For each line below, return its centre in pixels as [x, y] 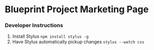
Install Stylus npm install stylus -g [50, 36]
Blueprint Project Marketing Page [77, 9]
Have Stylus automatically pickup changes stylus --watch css [78, 42]
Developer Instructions [34, 26]
